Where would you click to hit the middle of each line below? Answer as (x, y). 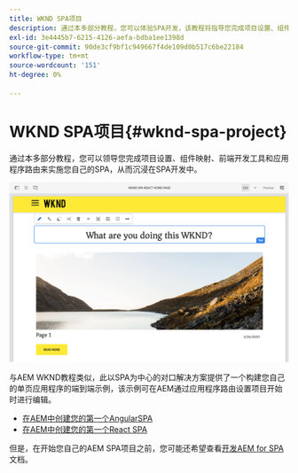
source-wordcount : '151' (55, 66)
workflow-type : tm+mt (49, 56)
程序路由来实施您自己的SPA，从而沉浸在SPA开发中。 (106, 169)
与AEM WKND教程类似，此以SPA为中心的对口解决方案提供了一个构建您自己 (147, 377)
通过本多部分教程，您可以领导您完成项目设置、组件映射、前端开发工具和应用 (149, 158)
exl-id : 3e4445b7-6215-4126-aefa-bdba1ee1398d (97, 37)
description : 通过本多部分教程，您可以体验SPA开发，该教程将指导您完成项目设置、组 (147, 28)
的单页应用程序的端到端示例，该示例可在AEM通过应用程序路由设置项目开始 (146, 389)
